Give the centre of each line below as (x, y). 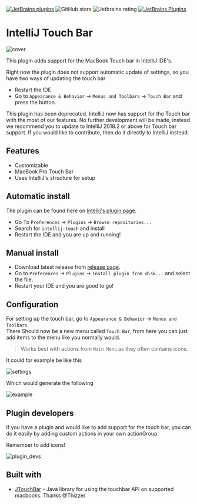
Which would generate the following (50, 383)
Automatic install (38, 197)
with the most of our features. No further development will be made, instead (98, 120)
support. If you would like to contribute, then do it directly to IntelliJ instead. (98, 132)
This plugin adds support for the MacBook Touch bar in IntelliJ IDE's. (89, 60)
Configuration (32, 304)
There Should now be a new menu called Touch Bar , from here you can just (97, 331)
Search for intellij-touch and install (59, 228)
